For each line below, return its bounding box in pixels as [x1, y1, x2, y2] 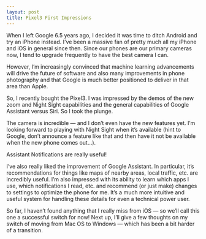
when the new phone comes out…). [6, 138, 96, 146]
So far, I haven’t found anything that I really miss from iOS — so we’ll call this [6, 207, 200, 214]
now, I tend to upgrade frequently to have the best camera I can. [6, 51, 169, 58]
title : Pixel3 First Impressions [6, 15, 92, 21]
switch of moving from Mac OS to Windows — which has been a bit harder [6, 220, 195, 227]
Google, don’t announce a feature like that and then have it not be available [6, 132, 196, 140]
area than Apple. [6, 82, 48, 89]
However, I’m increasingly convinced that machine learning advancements [6, 63, 194, 70]
